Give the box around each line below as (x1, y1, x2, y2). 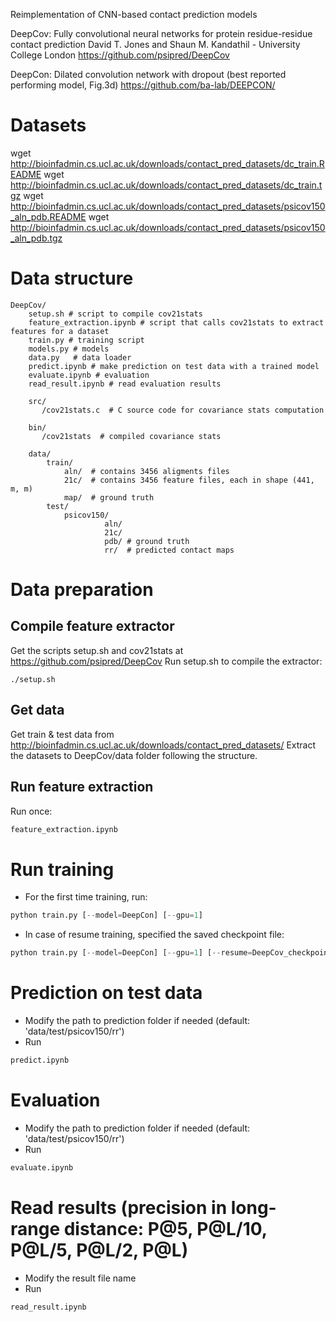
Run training (10, 858, 115, 881)
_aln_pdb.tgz (10, 232, 63, 244)
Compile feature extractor (10, 618, 175, 635)
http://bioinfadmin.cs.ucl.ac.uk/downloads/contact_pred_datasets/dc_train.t (10, 179, 323, 191)
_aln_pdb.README (10, 210, 87, 223)
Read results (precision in (10, 1196, 228, 1219)
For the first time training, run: (24, 891, 148, 903)
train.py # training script (28, 335, 145, 345)
